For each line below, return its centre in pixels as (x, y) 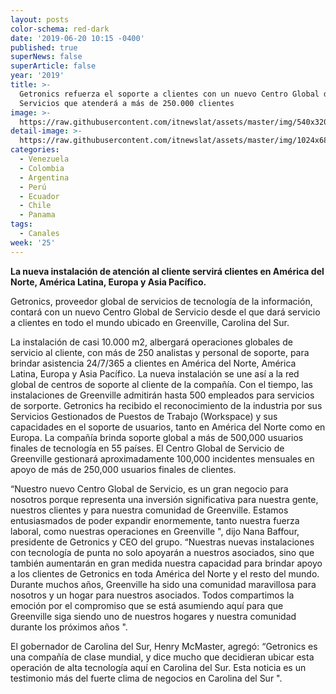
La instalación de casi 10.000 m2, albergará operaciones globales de (151, 342)
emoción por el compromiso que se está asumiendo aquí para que (147, 605)
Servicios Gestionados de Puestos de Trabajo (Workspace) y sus (144, 416)
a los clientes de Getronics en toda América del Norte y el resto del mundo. (165, 573)
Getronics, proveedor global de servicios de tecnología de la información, (161, 301)
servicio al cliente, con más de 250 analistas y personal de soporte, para (160, 352)
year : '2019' (37, 76)
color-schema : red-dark (60, 29)
